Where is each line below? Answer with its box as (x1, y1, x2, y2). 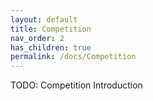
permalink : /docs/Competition (10, 52, 137, 62)
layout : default (10, 14, 78, 25)
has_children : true (10, 42, 92, 53)
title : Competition (10, 24, 92, 34)
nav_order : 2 (10, 33, 65, 43)
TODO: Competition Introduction (10, 79, 143, 91)
